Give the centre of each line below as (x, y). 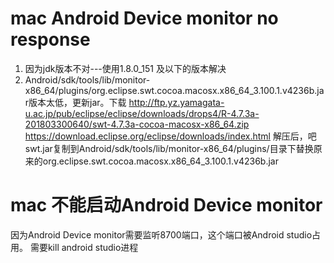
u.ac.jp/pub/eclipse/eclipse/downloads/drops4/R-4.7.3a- (142, 113)
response (50, 39)
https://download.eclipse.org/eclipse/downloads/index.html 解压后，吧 (170, 136)
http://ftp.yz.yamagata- (176, 102)
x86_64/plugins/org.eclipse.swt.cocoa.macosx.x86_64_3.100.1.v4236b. (171, 90)
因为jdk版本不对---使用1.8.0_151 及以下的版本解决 (125, 68)
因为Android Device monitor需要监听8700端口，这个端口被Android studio (161, 234)
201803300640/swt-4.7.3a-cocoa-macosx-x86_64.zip (137, 124)
